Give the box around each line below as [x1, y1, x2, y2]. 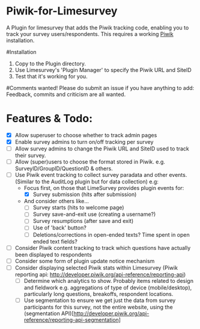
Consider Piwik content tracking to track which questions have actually [14, 244, 191, 251]
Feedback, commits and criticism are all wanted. [6, 90, 126, 98]
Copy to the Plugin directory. [14, 60, 86, 67]
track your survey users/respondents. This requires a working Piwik [6, 30, 174, 37]
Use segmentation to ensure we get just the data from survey [23, 297, 176, 304]
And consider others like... [23, 198, 89, 205]
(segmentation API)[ [23, 310, 74, 317]
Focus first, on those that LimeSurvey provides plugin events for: [23, 185, 184, 192]
